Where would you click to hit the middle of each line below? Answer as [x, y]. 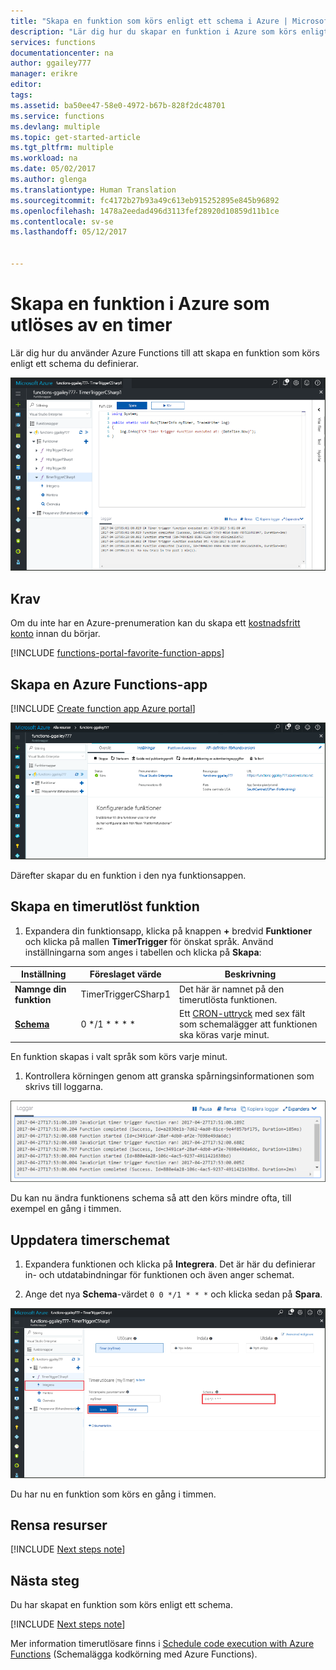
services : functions [53, 42]
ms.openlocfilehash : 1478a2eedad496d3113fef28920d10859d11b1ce [145, 211]
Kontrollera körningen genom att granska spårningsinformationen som [169, 1076]
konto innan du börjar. [55, 634]
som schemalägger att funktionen [248, 1024]
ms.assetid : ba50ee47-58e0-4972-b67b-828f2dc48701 [118, 105]
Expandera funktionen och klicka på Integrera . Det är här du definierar [170, 1264]
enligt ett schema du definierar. [74, 363]
